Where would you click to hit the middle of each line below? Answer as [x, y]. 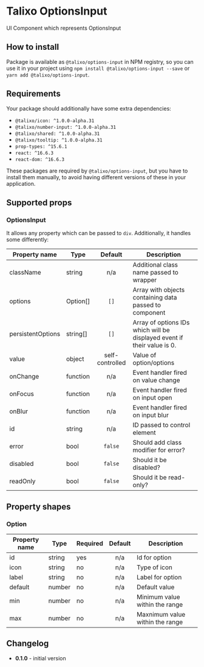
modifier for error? [159, 450]
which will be [151, 330]
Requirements [33, 94]
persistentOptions [35, 334]
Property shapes [39, 506]
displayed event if [158, 338]
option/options [154, 363]
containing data [155, 298]
